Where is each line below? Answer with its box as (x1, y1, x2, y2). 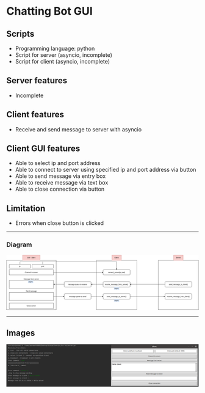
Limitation (6, 203, 46, 213)
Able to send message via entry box (15, 172, 106, 180)
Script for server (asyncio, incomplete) (15, 51, 113, 59)
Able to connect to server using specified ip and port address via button (15, 166, 196, 174)
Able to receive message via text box (15, 179, 109, 186)
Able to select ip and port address (15, 160, 101, 167)
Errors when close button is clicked (15, 219, 104, 227)
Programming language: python (15, 45, 95, 52)
